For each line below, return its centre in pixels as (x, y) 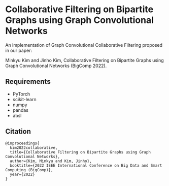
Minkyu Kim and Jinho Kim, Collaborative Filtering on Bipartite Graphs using (84, 60)
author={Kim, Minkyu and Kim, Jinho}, (51, 161)
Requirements (28, 82)
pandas (21, 110)
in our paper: (19, 50)
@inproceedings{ (22, 143)
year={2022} (23, 174)
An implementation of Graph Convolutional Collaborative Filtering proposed (84, 45)
